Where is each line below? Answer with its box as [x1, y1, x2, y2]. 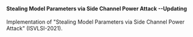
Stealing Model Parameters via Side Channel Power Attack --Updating [6, 5, 188, 12]
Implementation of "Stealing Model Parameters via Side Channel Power [6, 18, 184, 25]
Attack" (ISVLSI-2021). [6, 25, 63, 32]
